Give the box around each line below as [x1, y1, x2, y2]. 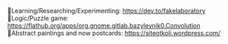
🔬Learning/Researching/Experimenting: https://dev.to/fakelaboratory [7, 7, 206, 15]
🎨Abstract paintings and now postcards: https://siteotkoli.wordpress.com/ [7, 29, 221, 37]
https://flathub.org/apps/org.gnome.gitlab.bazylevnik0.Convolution [7, 22, 201, 29]
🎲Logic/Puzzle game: [7, 14, 69, 22]
